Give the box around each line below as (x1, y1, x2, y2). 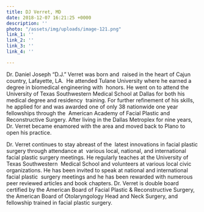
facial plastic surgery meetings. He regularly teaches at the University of (6, 154, 189, 161)
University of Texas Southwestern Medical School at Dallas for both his (6, 90, 185, 97)
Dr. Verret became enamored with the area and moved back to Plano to (6, 122, 186, 130)
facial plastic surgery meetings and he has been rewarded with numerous (6, 173, 193, 180)
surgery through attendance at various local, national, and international (6, 147, 186, 154)
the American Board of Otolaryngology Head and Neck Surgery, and (6, 193, 178, 200)
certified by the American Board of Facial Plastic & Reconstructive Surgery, (6, 186, 195, 193)
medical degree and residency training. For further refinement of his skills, (6, 96, 195, 104)
